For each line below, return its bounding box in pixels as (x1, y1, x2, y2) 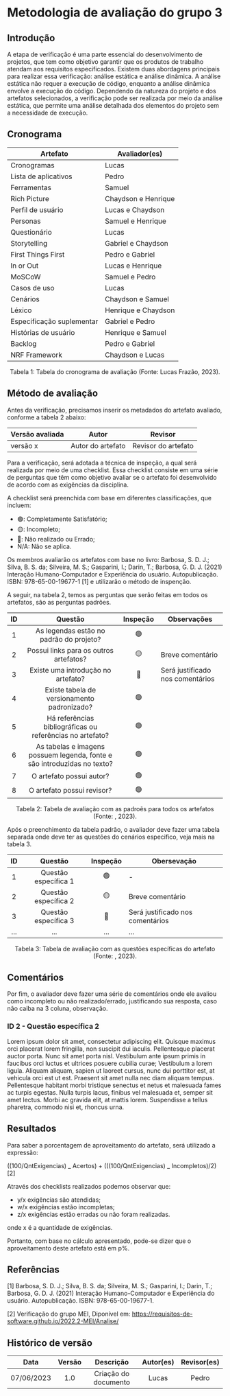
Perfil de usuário (10, 205, 64, 214)
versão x (10, 441, 39, 450)
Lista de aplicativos (10, 172, 73, 181)
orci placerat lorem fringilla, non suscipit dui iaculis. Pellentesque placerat (7, 1045, 215, 1053)
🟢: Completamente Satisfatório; (16, 515, 107, 523)
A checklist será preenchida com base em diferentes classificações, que (7, 493, 212, 502)
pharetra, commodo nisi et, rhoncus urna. (7, 1103, 125, 1111)
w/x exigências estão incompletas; (16, 1202, 115, 1211)
